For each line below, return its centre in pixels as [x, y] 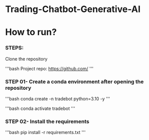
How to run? [31, 32]
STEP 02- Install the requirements [47, 121]
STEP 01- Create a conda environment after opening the [74, 81]
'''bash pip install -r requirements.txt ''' [45, 132]
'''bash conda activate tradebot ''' [40, 108]
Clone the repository [26, 59]
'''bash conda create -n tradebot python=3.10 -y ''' [58, 98]
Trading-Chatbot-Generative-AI [73, 9]
